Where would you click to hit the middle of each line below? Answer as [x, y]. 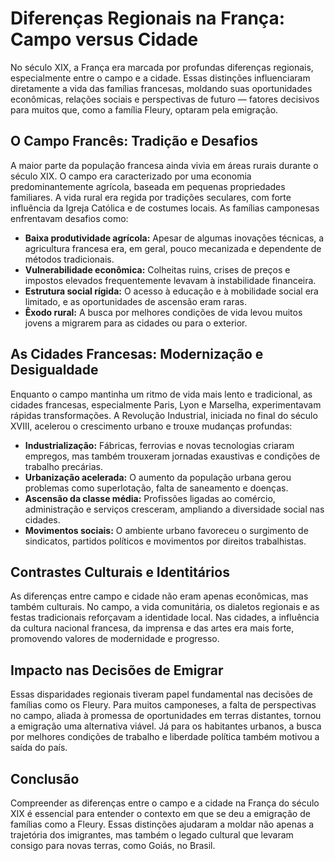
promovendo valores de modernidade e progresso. [115, 639]
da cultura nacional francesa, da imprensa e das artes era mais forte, [152, 628]
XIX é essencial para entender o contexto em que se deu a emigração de [160, 813]
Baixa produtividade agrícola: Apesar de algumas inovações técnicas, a [174, 238]
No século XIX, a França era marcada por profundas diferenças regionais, [162, 67]
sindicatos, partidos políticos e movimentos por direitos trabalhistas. [165, 541]
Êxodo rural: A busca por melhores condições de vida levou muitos [163, 312]
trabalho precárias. [63, 466]
